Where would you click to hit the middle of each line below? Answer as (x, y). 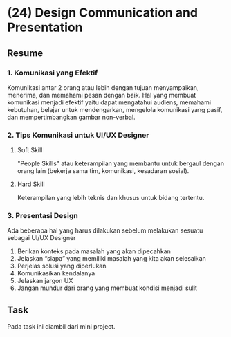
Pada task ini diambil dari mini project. (61, 327)
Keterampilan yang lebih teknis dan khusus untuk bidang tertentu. (111, 198)
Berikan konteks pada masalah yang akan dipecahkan (94, 251)
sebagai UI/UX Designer (41, 238)
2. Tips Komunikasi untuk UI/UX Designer (78, 135)
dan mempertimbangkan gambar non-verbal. (72, 117)
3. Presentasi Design (43, 216)
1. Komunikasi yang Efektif (53, 73)
